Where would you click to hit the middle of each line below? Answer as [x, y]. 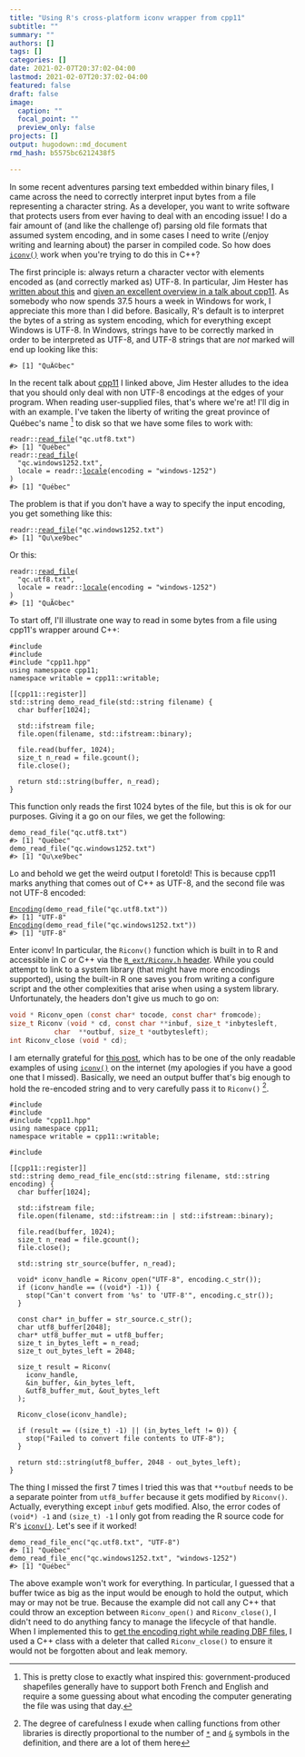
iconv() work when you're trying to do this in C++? [105, 254]
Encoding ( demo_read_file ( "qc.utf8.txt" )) [89, 909]
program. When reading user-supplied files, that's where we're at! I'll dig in [149, 402]
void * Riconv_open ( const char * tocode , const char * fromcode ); [136, 1015]
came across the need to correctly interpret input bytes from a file [133, 196]
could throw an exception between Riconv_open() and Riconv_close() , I [143, 1613]
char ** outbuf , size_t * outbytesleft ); [131, 1032]
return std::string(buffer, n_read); [89, 782]
